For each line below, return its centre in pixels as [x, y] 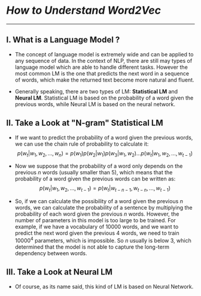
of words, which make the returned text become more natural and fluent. [104, 80]
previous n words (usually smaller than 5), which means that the [94, 173]
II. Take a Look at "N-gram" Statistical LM [85, 123]
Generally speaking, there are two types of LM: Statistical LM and [96, 91]
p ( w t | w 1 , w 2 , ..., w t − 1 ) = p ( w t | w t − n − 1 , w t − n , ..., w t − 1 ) [105, 189]
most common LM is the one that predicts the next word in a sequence [102, 73]
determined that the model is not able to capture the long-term [92, 247]
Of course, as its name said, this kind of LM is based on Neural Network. [104, 286]
